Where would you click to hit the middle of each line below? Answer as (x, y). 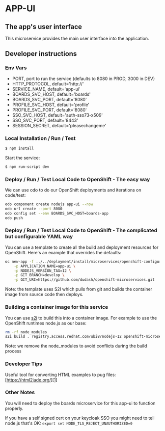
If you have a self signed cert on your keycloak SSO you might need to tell (80, 418)
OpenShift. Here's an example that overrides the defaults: (63, 252)
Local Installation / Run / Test (41, 138)
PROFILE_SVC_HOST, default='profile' (51, 105)
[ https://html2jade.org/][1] (31, 380)
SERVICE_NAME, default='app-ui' (46, 89)
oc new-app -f (20, 261)
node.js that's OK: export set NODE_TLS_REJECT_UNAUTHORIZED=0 (69, 423)
